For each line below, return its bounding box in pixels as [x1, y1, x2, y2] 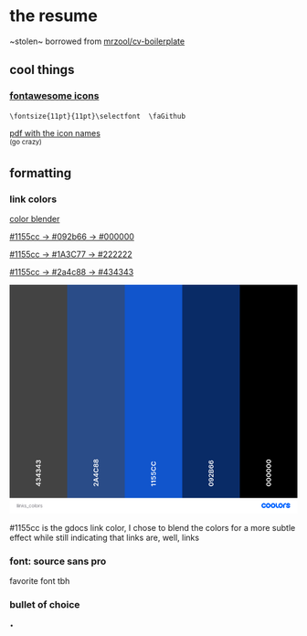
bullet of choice [9, 599, 80, 611]
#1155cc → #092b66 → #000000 [9, 230, 135, 242]
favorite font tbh [9, 576, 70, 587]
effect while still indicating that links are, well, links [9, 532, 199, 543]
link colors [9, 193, 58, 206]
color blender [9, 213, 60, 224]
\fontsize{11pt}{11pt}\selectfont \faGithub [9, 111, 185, 121]
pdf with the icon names [9, 127, 101, 138]
